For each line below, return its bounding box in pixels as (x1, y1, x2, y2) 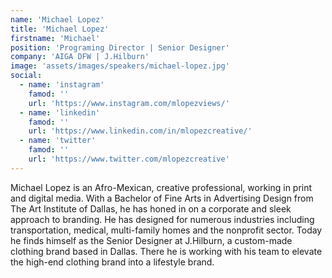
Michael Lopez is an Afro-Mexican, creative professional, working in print (10, 181, 313, 193)
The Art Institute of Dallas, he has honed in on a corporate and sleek (10, 202, 292, 215)
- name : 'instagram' (19, 80, 105, 90)
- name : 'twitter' (19, 136, 97, 146)
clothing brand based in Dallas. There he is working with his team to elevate (10, 245, 323, 257)
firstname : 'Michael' (10, 33, 101, 43)
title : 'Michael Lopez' (10, 24, 110, 34)
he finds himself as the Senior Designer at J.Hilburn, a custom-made (10, 234, 293, 246)
